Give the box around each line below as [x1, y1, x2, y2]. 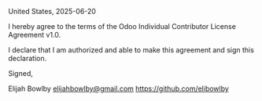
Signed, [8, 69, 33, 78]
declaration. [8, 54, 47, 63]
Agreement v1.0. [8, 31, 61, 39]
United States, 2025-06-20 [8, 7, 97, 16]
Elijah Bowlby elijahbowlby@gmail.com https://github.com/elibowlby [8, 84, 230, 93]
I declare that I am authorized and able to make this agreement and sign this [8, 45, 254, 54]
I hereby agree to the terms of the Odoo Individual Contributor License [8, 22, 236, 31]
